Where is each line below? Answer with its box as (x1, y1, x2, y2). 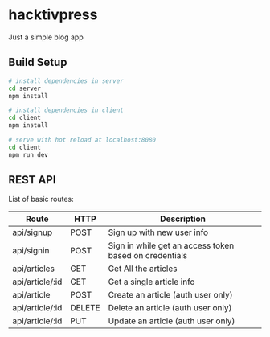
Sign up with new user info (108, 227, 209, 238)
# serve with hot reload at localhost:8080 (8, 136, 157, 144)
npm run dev (8, 150, 48, 158)
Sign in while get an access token (108, 240, 235, 251)
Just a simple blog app (8, 32, 84, 42)
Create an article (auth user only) (108, 290, 233, 301)
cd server (8, 84, 42, 92)
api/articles (12, 263, 55, 274)
